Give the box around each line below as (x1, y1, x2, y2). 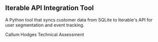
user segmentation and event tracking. (5, 22, 85, 28)
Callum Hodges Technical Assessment (5, 31, 84, 37)
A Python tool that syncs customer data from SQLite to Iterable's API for (5, 17, 153, 22)
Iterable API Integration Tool (5, 4, 94, 12)
